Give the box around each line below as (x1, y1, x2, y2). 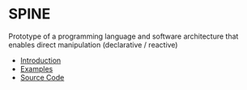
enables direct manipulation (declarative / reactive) (8, 39, 178, 49)
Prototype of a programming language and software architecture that (8, 31, 239, 41)
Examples (19, 63, 53, 73)
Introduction (19, 55, 62, 65)
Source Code (19, 72, 65, 82)
